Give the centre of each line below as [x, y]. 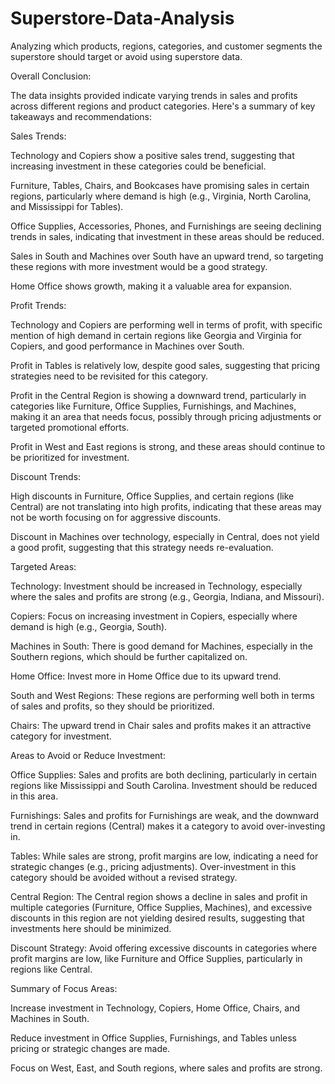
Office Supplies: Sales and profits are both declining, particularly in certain [163, 774]
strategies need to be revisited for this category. [109, 376]
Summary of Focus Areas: [64, 988]
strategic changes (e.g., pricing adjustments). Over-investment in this [153, 866]
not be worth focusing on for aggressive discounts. [115, 517]
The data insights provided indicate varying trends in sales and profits [154, 95]
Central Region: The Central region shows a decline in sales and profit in [159, 896]
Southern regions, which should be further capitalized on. [129, 656]
